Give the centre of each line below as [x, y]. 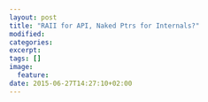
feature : [33, 75]
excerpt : [25, 51]
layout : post [33, 17]
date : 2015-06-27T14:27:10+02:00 [71, 83]
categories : [31, 42]
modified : [27, 34]
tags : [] [25, 59]
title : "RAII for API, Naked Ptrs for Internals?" [104, 26]
